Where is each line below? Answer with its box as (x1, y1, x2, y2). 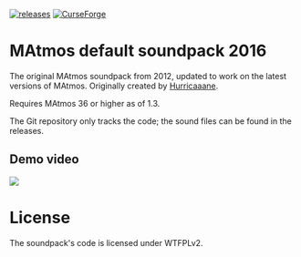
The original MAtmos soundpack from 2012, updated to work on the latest (9, 70, 287, 81)
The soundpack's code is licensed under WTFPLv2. (9, 237, 203, 248)
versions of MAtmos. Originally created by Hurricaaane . (9, 80, 219, 91)
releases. (9, 125, 44, 136)
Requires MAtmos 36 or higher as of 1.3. (9, 98, 161, 108)
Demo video (9, 151, 79, 168)
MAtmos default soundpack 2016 (9, 41, 267, 61)
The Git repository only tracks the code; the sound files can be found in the (9, 115, 292, 127)
